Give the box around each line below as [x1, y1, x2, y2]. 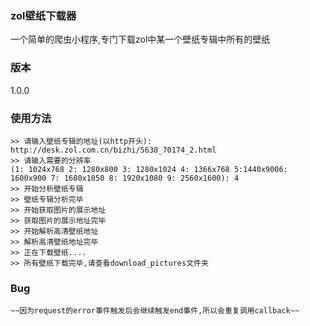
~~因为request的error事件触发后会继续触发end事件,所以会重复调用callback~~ [10, 306, 300, 316]
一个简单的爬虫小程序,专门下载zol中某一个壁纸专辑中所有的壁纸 [10, 33, 271, 46]
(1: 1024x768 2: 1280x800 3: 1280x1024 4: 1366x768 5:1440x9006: [10, 164, 288, 174]
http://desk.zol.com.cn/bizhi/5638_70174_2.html [10, 145, 217, 155]
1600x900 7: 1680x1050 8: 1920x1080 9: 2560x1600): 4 [10, 173, 240, 183]
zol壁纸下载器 [10, 8, 77, 22]
